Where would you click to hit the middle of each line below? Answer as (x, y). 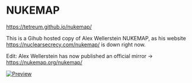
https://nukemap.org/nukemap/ (44, 62)
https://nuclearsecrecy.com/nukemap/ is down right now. (76, 44)
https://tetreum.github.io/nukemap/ (49, 27)
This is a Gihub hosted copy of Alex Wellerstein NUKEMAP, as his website (96, 38)
